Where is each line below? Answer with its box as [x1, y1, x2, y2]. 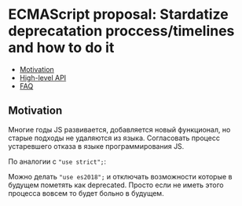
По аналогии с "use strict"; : [8, 157, 107, 166]
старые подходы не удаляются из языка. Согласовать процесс [8, 133, 220, 143]
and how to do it [8, 39, 115, 56]
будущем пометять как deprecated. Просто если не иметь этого [8, 180, 224, 190]
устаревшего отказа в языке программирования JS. [8, 141, 185, 150]
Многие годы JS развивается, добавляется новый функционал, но [8, 125, 231, 134]
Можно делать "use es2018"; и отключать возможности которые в [8, 172, 233, 181]
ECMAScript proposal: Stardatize [8, 5, 229, 23]
